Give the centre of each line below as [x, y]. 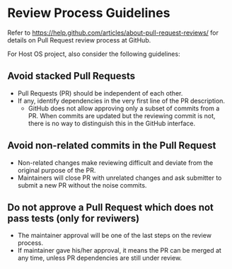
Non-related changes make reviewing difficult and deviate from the [115, 162]
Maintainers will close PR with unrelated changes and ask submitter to [120, 178]
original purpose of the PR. [57, 170]
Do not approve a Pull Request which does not [111, 207]
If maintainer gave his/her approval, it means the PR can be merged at [119, 251]
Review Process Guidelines [89, 13]
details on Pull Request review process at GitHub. [79, 40]
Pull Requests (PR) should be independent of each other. [100, 93]
